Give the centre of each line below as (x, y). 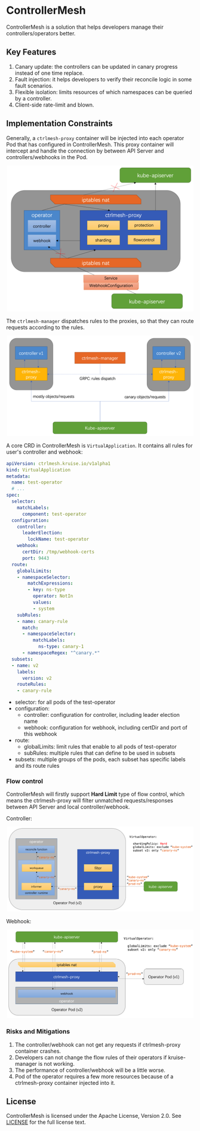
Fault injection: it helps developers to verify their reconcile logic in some (103, 79)
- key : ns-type (47, 590)
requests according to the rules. (45, 327)
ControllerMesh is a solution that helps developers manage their (85, 27)
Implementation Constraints (59, 124)
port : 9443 (36, 558)
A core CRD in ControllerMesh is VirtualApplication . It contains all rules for (99, 445)
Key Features (31, 52)
